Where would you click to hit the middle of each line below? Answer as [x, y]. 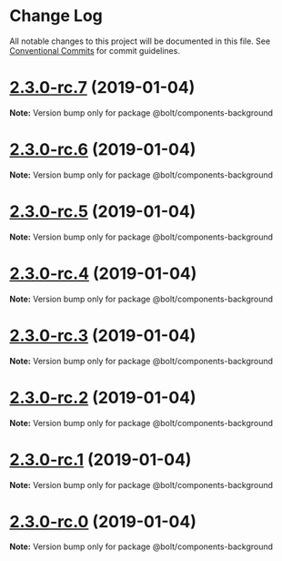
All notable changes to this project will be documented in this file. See [140, 41]
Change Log [56, 16]
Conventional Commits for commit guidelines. [95, 50]
